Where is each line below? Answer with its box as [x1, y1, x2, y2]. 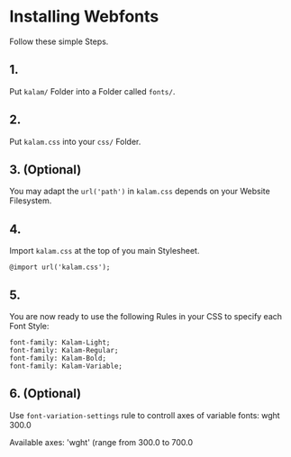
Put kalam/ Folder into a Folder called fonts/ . [9, 85, 176, 96]
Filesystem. [9, 195, 52, 206]
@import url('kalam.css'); [9, 263, 111, 272]
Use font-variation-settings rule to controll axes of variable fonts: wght [9, 409, 281, 420]
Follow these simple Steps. [9, 36, 109, 47]
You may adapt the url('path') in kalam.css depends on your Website [9, 186, 270, 197]
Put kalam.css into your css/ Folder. [9, 136, 141, 147]
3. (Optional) [9, 162, 82, 177]
